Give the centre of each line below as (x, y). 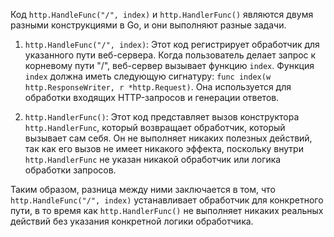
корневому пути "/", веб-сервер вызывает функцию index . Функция (169, 65)
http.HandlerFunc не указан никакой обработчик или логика (153, 159)
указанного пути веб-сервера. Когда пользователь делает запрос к (170, 55)
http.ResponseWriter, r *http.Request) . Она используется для (158, 87)
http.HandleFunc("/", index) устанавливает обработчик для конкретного (167, 200)
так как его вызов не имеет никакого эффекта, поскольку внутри (164, 148)
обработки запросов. (70, 170)
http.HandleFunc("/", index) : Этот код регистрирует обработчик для (172, 44)
